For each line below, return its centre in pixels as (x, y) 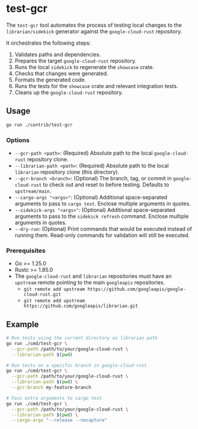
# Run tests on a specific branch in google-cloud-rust (76, 365)
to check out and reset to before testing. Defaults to (106, 184)
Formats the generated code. (50, 80)
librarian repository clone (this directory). (67, 172)
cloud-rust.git (42, 295)
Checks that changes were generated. (61, 73)
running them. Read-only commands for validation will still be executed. (102, 235)
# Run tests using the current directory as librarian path (82, 338)
